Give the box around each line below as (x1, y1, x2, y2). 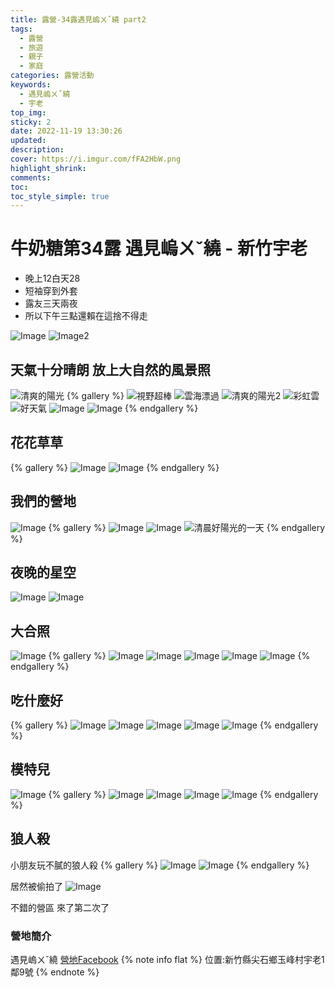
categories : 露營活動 (10, 71, 95, 81)
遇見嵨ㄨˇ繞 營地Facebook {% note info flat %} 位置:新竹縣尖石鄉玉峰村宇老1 (10, 953, 325, 965)
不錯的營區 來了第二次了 (10, 901, 110, 913)
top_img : (10, 107, 47, 118)
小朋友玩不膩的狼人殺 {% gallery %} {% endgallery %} (10, 859, 310, 871)
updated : (10, 136, 47, 146)
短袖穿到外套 (24, 285, 78, 297)
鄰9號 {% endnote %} (10, 966, 100, 978)
